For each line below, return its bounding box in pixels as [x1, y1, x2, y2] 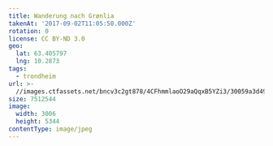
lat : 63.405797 [15, 49, 67, 58]
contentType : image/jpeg [8, 125, 93, 133]
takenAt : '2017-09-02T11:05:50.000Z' [8, 19, 136, 28]
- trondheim [15, 72, 57, 80]
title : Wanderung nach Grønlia [8, 11, 115, 20]
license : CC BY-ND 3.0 [8, 34, 85, 43]
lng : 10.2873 [15, 58, 60, 66]
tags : [8, 65, 27, 73]
